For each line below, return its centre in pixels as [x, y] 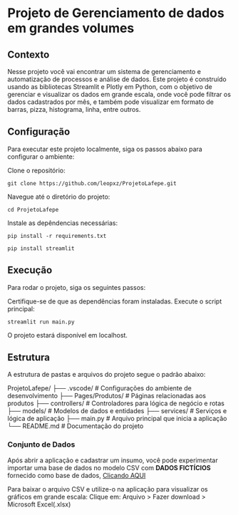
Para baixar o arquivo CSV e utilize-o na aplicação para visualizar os [108, 489]
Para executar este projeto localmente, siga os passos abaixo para [105, 149]
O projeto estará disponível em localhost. [68, 335]
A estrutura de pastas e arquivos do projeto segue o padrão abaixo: [107, 375]
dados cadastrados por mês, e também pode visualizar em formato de [110, 102]
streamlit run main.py [41, 322]
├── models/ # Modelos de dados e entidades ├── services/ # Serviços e [117, 411]
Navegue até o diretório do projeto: [59, 197]
